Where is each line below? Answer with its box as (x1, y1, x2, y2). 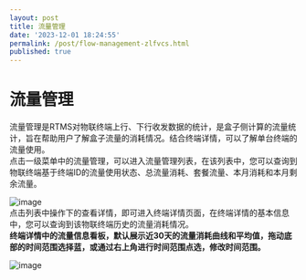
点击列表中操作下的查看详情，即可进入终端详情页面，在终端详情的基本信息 (9, 207, 290, 219)
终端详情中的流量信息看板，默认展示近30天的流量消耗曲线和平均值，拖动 (9, 230, 285, 242)
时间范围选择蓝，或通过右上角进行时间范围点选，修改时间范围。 (25, 242, 266, 253)
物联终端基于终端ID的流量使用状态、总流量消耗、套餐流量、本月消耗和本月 (9, 167, 290, 178)
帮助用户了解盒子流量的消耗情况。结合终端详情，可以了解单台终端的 (40, 133, 298, 144)
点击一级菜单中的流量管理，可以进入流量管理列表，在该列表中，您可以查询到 (9, 156, 298, 167)
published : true (9, 47, 71, 57)
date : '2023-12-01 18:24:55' (9, 30, 121, 39)
